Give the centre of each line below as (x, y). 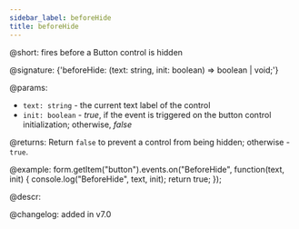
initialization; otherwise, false (77, 124)
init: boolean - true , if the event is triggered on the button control (147, 114)
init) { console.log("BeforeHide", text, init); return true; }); (116, 179)
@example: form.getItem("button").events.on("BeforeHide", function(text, (147, 169)
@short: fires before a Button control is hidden (96, 52)
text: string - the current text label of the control (116, 105)
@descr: (25, 196)
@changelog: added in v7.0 (60, 214)
